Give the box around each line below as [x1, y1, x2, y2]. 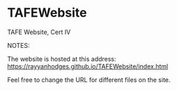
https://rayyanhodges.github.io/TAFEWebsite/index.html [7, 62, 169, 70]
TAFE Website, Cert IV [7, 28, 71, 36]
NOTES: [7, 41, 30, 49]
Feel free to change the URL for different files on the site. [7, 75, 171, 84]
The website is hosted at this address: [7, 54, 116, 63]
